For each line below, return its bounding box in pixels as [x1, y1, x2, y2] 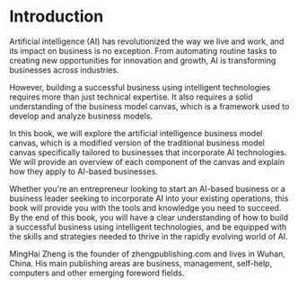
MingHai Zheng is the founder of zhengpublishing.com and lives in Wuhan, [9, 248, 285, 259]
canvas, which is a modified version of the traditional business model [9, 137, 265, 148]
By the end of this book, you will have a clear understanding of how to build [9, 212, 289, 222]
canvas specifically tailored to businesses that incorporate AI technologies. [9, 146, 287, 158]
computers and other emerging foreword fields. [9, 267, 185, 278]
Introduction [9, 6, 104, 27]
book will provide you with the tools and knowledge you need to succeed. [9, 202, 282, 213]
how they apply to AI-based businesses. [9, 166, 159, 177]
